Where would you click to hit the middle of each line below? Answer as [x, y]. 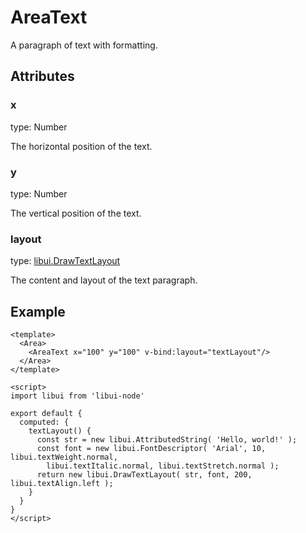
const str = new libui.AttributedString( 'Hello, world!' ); [167, 440]
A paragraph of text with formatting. [84, 45]
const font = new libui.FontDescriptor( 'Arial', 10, [151, 449]
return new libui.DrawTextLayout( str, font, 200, [144, 475]
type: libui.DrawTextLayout [65, 261]
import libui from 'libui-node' [77, 396]
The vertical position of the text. [76, 213]
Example [38, 311]
